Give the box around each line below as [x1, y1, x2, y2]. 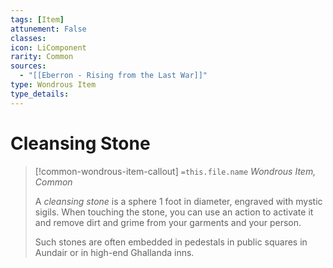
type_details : [10, 89, 70, 99]
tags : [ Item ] [10, 14, 65, 25]
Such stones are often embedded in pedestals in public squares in [34, 236, 308, 248]
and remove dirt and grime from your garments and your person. [34, 216, 302, 228]
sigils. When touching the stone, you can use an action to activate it [34, 206, 314, 218]
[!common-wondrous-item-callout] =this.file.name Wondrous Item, [34, 165, 317, 177]
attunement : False [10, 24, 87, 34]
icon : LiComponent [10, 42, 87, 53]
